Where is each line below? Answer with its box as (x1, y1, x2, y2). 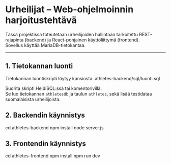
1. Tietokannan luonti (5, 62, 73, 71)
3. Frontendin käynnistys (5, 139, 87, 148)
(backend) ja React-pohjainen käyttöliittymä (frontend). (24, 37, 140, 43)
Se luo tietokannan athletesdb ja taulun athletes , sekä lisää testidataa (5, 90, 152, 97)
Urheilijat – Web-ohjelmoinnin (5, 4, 134, 15)
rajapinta (5, 37, 24, 43)
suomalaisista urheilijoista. (5, 96, 61, 102)
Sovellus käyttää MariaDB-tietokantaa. (5, 42, 85, 48)
